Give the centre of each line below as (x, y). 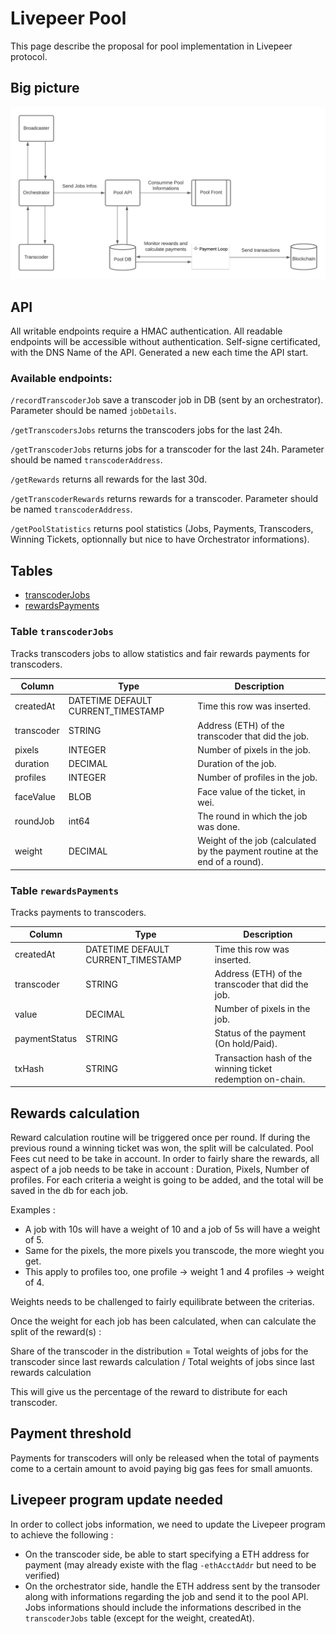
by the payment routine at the (258, 851)
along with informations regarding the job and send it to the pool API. (166, 1596)
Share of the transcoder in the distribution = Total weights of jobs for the (159, 1351)
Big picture (45, 88)
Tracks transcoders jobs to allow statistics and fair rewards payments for (160, 653)
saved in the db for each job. (69, 1190)
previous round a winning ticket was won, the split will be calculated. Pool (162, 1148)
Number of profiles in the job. (257, 778)
